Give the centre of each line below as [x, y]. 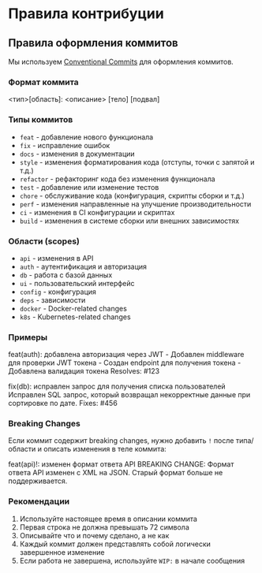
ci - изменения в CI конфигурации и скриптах [97, 212]
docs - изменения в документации [77, 154]
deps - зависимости [52, 300]
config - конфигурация [58, 292]
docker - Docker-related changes [73, 308]
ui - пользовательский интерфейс [77, 283]
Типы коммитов [41, 120]
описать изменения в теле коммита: [105, 449]
